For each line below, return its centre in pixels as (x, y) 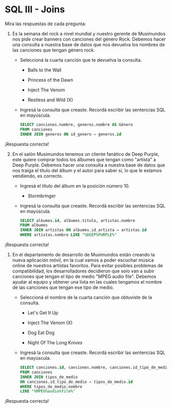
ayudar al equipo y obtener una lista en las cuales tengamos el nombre (87, 282)
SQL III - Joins (35, 10)
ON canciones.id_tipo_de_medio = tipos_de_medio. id (76, 382)
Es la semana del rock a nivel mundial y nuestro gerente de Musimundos (89, 33)
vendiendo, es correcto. (37, 176)
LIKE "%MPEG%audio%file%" (47, 392)
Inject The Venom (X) (50, 323)
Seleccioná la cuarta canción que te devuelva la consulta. (81, 60)
